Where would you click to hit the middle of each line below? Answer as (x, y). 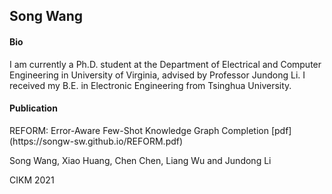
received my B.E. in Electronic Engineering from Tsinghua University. (150, 85)
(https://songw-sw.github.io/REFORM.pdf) (96, 141)
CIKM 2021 (32, 180)
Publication (33, 108)
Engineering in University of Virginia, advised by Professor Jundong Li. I (157, 75)
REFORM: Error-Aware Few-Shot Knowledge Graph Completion (139, 130)
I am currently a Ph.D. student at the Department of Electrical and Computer (165, 64)
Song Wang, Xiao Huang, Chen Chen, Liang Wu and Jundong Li (140, 160)
